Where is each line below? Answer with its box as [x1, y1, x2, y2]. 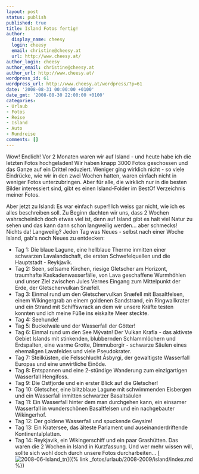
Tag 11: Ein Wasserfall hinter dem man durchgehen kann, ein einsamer [14, 398, 186, 405]
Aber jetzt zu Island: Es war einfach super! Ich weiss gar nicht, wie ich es [6, 203, 185, 210]
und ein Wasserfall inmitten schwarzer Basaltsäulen [14, 392, 142, 399]
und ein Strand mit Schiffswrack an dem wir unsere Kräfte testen [14, 303, 174, 310]
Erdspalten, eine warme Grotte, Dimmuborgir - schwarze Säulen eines [14, 341, 187, 348]
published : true [6, 20, 46, 26]
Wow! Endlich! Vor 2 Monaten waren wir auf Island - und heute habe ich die [6, 153, 192, 160]
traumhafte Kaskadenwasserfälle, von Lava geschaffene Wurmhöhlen [14, 271, 186, 279]
